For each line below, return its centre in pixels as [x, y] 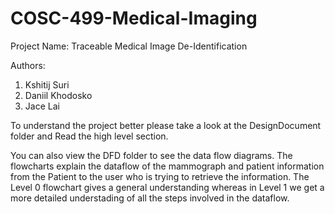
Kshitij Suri [47, 84]
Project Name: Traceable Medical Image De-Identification [129, 46]
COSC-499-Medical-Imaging [134, 18]
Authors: [28, 65]
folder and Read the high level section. [89, 136]
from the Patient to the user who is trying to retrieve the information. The [160, 176]
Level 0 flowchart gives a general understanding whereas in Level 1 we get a [167, 187]
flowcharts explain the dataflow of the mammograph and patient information [167, 166]
